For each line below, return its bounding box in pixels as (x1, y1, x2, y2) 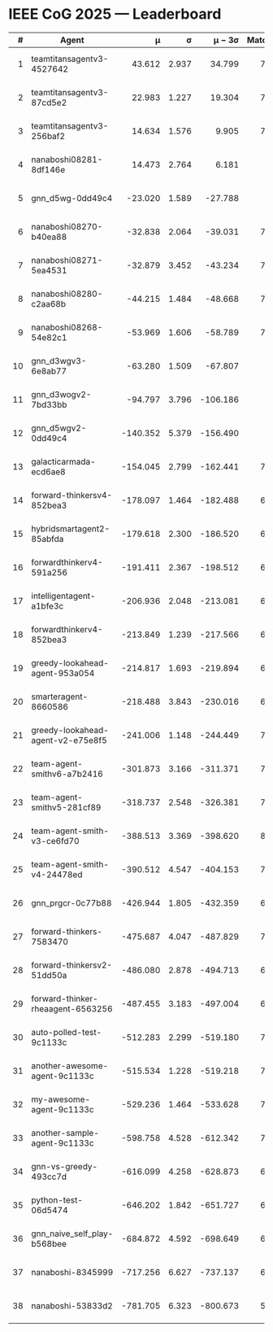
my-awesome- (31, 1094, 91, 1105)
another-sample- (31, 1127, 100, 1138)
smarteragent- (31, 691, 89, 702)
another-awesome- (31, 1059, 109, 1071)
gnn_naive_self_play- (31, 1228, 114, 1239)
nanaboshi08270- (31, 221, 103, 232)
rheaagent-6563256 (31, 1002, 113, 1014)
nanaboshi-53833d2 (31, 1299, 114, 1311)
